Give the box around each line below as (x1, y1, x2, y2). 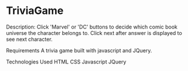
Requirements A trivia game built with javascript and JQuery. (6, 47, 152, 54)
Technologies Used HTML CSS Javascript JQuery (6, 58, 127, 65)
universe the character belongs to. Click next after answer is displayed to (6, 29, 183, 36)
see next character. (6, 35, 53, 42)
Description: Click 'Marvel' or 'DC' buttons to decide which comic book (6, 23, 177, 30)
